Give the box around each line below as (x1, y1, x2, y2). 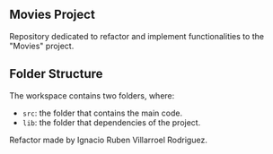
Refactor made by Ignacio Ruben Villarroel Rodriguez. (9, 134, 208, 145)
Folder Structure (9, 66, 103, 81)
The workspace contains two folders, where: (9, 90, 175, 101)
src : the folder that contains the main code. (22, 107, 182, 118)
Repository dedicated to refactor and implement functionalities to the (9, 30, 265, 41)
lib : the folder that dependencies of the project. (22, 116, 201, 128)
